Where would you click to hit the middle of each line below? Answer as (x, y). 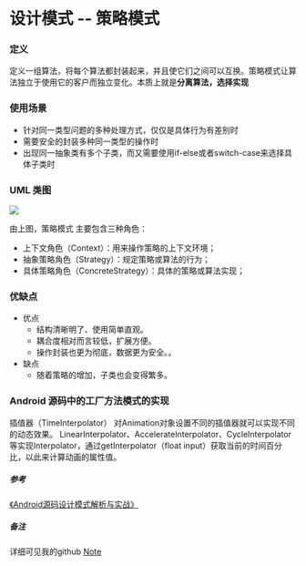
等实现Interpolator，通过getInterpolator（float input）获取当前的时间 (138, 445)
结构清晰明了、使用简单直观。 (92, 330)
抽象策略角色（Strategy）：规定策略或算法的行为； (117, 260)
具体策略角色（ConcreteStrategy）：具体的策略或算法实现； (134, 271)
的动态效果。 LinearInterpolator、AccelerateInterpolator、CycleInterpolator (151, 434)
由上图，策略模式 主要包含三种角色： (78, 229)
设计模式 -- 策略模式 (85, 19)
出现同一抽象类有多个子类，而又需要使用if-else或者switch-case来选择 (153, 152)
